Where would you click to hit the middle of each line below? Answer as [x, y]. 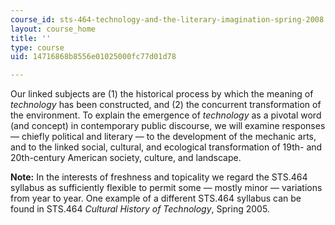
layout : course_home [53, 29]
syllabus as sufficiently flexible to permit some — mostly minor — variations [166, 188]
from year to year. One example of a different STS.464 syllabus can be [156, 198]
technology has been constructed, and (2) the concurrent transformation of [166, 105]
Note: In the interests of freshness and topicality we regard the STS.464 [159, 177]
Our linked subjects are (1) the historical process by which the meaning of [162, 94]
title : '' [31, 38]
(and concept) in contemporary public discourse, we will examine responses [168, 126]
